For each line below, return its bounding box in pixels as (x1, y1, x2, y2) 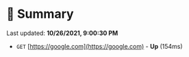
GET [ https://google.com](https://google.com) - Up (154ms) (16, 42, 183, 50)
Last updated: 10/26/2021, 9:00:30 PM (6, 29, 118, 37)
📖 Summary (6, 6, 74, 22)
